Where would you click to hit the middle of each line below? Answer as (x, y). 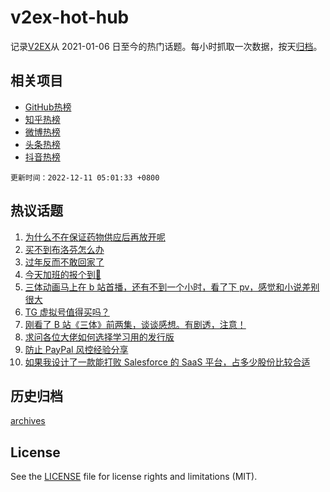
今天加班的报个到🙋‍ (63, 274)
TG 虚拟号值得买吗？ (67, 312)
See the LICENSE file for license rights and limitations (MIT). (134, 477)
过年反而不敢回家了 (64, 262)
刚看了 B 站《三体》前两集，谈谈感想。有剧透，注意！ (135, 324)
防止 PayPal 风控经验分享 (76, 349)
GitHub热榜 (48, 107)
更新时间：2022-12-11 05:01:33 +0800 (85, 177)
